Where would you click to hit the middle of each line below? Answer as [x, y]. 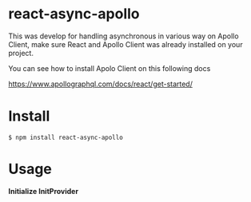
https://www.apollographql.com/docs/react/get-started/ [101, 84]
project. [21, 53]
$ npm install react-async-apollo [66, 137]
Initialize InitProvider [43, 191]
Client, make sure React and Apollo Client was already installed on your [125, 44]
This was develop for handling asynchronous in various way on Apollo [124, 36]
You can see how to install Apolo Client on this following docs [110, 68]
